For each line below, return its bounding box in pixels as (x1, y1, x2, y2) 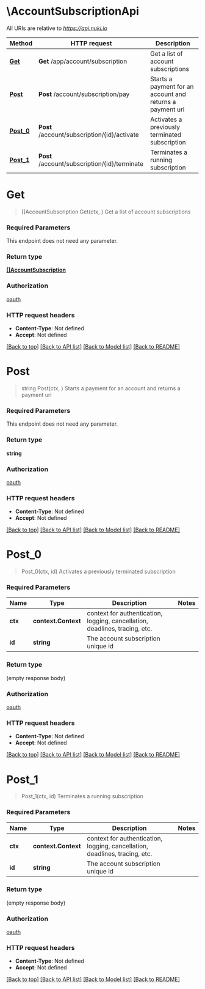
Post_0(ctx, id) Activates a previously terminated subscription (21, 568, 176, 576)
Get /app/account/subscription (38, 57, 128, 65)
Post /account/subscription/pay (38, 90, 130, 98)
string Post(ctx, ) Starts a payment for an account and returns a (21, 385, 181, 392)
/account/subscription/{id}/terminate (38, 159, 144, 168)
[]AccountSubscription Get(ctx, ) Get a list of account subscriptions (21, 208, 191, 215)
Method (9, 39, 33, 47)
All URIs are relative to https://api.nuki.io (6, 24, 108, 32)
